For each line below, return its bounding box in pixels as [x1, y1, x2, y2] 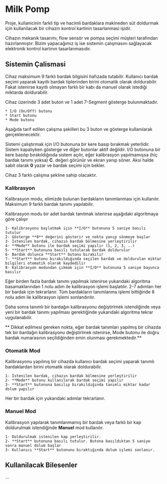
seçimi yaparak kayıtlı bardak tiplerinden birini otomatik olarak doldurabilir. [5, 78, 158, 84]
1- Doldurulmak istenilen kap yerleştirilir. [5, 434, 101, 439]
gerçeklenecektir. [5, 131, 41, 137]
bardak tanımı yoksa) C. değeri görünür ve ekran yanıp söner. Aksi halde [5, 157, 154, 163]
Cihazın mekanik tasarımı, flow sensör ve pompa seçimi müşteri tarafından [5, 35, 158, 41]
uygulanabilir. [5, 315, 33, 321]
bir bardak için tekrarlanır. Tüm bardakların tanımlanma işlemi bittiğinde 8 [5, 289, 155, 295]
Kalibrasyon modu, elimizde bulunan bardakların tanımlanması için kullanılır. [5, 196, 160, 202]
